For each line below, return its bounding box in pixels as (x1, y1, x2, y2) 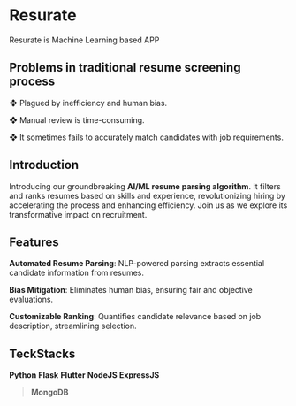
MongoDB (30, 387, 69, 398)
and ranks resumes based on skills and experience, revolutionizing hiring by (9, 190, 285, 201)
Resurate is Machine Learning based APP (9, 34, 160, 45)
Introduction (9, 157, 80, 172)
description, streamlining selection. (9, 320, 137, 332)
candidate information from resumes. (9, 267, 144, 279)
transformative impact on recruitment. (9, 209, 148, 219)
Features (9, 234, 59, 249)
